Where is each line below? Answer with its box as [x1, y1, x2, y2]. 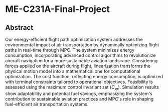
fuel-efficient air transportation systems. [5, 101, 89, 107]
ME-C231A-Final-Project [5, 3, 110, 15]
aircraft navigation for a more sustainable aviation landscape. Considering [5, 58, 158, 63]
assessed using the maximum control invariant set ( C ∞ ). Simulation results [5, 84, 159, 91]
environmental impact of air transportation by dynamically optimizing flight [5, 42, 159, 48]
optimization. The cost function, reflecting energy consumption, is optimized [5, 74, 163, 79]
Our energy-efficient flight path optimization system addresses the [5, 36, 143, 42]
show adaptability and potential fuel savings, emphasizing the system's [5, 91, 152, 97]
